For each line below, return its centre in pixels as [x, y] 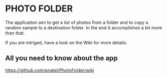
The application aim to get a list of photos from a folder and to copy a [77, 22]
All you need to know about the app [61, 58]
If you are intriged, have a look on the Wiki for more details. [66, 42]
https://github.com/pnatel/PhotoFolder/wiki [50, 70]
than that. [15, 33]
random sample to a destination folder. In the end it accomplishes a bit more [84, 27]
